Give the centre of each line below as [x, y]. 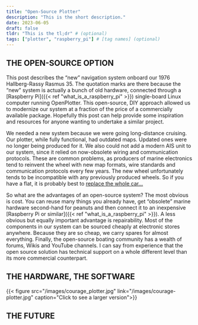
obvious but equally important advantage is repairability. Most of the [90, 220]
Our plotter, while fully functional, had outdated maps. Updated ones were [97, 139]
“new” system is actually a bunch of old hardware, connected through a [94, 90]
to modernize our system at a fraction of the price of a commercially [90, 109]
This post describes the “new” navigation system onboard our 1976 [88, 77]
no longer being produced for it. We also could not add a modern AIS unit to [99, 145]
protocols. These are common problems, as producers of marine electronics [99, 158]
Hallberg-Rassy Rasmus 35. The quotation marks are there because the [93, 84]
